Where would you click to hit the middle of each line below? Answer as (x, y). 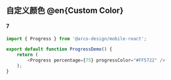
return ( (28, 55)
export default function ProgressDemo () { (59, 49)
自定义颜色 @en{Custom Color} (65, 11)
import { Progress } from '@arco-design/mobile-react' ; (76, 39)
